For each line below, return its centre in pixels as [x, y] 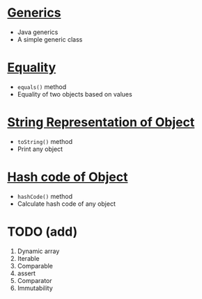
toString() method [45, 141]
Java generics [38, 32]
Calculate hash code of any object [67, 204]
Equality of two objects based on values [75, 94]
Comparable [35, 266]
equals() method [42, 87]
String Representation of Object [101, 122]
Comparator [34, 280]
